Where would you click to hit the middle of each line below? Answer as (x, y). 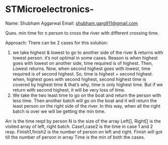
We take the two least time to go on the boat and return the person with (87, 95)
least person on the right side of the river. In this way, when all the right (86, 106)
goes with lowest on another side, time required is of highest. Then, (82, 63)
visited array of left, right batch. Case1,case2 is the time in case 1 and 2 (79, 126)
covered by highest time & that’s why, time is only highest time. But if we (88, 85)
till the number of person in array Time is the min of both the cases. (75, 137)
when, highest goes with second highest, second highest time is (79, 79)
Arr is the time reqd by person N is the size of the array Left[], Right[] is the (83, 121)
